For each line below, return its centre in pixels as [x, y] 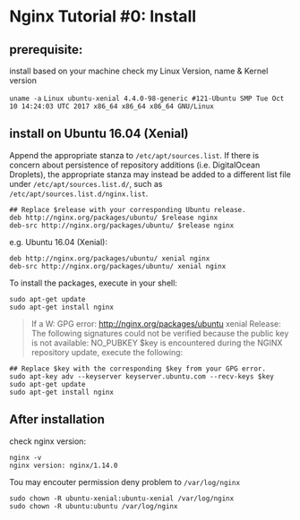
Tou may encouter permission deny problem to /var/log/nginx [124, 482]
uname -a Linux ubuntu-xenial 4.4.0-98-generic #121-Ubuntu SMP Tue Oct [147, 98]
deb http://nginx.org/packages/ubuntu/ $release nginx [114, 217]
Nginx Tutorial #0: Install [103, 17]
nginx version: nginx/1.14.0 [64, 465]
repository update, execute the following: [107, 352]
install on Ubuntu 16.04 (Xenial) [99, 134]
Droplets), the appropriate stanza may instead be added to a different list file [150, 174]
